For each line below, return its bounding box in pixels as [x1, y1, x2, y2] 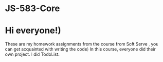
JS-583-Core [5, 3, 60, 14]
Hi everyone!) [5, 25, 61, 36]
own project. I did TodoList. [5, 51, 60, 57]
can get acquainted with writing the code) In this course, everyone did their [5, 46, 156, 52]
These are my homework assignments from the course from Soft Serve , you [5, 41, 159, 47]
